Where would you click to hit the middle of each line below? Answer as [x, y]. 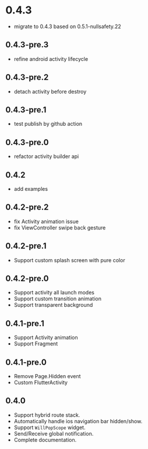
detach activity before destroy [50, 91]
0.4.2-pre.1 [26, 246]
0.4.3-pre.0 [27, 142]
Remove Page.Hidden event [47, 376]
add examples [31, 189]
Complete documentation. [45, 440]
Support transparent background [53, 305]
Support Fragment [36, 344]
